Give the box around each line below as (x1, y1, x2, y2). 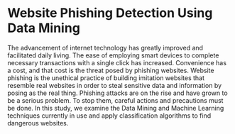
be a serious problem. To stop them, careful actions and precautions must (7, 96, 224, 104)
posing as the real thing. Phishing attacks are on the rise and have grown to (7, 89, 229, 97)
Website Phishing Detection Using (7, 5, 213, 21)
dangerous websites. (7, 118, 69, 127)
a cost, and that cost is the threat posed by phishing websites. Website (7, 66, 214, 74)
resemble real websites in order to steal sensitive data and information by (7, 81, 222, 89)
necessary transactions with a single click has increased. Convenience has (7, 58, 227, 67)
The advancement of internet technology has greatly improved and (7, 43, 204, 52)
